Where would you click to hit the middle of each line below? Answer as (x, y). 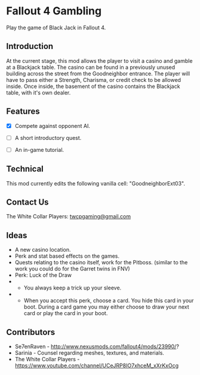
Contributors (31, 332)
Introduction (30, 46)
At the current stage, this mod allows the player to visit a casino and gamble (99, 60)
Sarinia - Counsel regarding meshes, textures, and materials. (89, 353)
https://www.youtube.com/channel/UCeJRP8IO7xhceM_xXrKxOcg (97, 365)
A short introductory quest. (48, 138)
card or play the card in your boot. (66, 313)
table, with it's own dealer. (39, 92)
